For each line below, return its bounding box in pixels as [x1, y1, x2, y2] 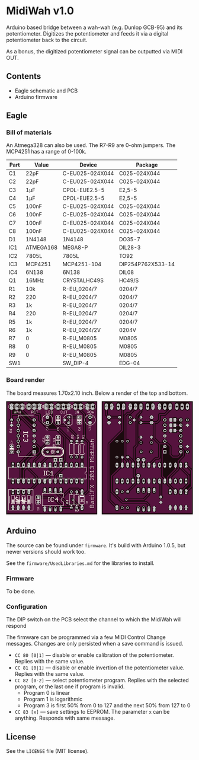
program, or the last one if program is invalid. [14, 683, 125, 690]
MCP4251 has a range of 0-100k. [6, 148, 87, 155]
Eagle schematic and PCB [14, 87, 78, 94]
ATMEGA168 [25, 244, 58, 251]
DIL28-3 [118, 244, 141, 251]
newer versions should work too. [6, 548, 86, 555]
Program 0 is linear [23, 689, 70, 697]
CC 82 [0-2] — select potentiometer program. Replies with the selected [14, 677, 190, 684]
